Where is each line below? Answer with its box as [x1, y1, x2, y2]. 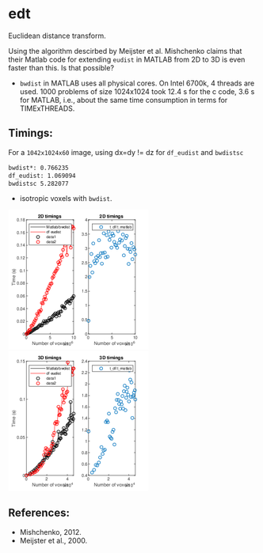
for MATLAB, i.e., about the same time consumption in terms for [19, 95, 228, 104]
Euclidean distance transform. [8, 31, 106, 40]
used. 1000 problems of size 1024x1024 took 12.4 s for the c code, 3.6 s [19, 86, 255, 96]
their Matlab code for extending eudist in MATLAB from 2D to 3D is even [8, 55, 246, 64]
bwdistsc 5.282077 [8, 180, 69, 187]
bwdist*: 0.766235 [8, 164, 69, 172]
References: [8, 506, 70, 520]
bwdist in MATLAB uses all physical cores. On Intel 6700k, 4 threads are [19, 78, 255, 88]
